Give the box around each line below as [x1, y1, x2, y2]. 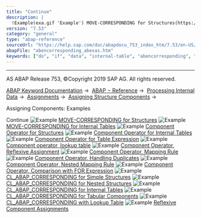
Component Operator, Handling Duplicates [35, 154, 139, 161]
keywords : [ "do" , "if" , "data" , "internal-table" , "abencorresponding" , [6, 53, 191, 59]
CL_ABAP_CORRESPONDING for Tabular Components [6, 192, 139, 199]
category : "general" [6, 31, 58, 37]
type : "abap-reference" [6, 36, 66, 42]
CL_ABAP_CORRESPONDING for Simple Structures [6, 173, 131, 180]
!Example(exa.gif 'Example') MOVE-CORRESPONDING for [11, 20, 146, 26]
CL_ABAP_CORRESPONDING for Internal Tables [6, 186, 124, 193]
